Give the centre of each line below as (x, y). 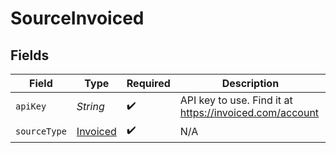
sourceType (41, 131)
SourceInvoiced (77, 18)
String (90, 106)
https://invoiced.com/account (249, 112)
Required (148, 83)
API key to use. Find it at (236, 100)
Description (250, 83)
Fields (30, 55)
